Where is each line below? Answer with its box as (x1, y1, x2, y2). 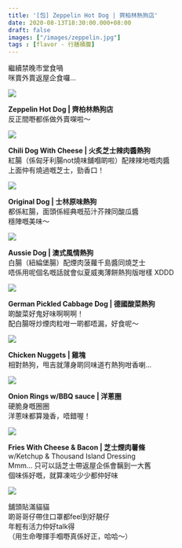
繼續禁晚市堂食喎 (8, 64, 64, 73)
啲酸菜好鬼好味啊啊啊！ (8, 309, 84, 318)
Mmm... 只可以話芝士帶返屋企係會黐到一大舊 (8, 461, 151, 470)
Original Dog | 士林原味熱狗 (8, 197, 97, 207)
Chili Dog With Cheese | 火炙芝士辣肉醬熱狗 (8, 146, 151, 156)
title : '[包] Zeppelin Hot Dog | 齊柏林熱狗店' (8, 11, 158, 20)
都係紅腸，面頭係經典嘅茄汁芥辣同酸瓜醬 (8, 207, 139, 216)
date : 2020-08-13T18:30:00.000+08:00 (8, 19, 132, 27)
